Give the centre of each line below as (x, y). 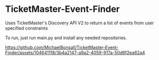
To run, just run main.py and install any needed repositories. (66, 38)
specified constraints (27, 28)
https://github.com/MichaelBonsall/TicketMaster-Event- (62, 47)
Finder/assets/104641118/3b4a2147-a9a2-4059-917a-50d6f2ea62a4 (75, 53)
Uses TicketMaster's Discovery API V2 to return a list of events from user (79, 23)
